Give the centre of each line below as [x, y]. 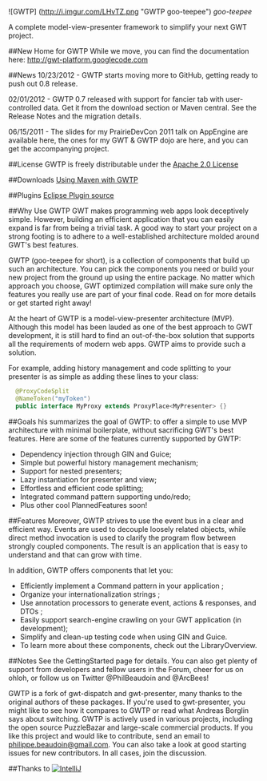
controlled [25, 108]
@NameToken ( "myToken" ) [53, 399]
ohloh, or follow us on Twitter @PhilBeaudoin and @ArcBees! [109, 678]
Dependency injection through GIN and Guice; [96, 454]
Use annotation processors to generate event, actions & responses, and [138, 602]
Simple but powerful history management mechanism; [109, 462]
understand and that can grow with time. [75, 554]
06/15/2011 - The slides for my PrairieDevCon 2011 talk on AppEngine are [128, 132]
